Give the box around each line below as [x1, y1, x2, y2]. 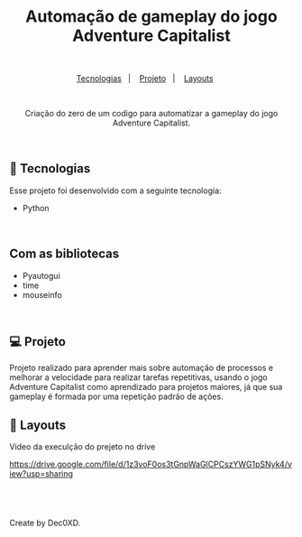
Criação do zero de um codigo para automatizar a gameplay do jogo [24, 107, 279, 118]
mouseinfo [22, 289, 63, 300]
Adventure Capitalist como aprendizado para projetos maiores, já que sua [9, 382, 283, 393]
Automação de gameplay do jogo [25, 6, 278, 27]
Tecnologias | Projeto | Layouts [76, 72, 214, 83]
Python [22, 202, 50, 213]
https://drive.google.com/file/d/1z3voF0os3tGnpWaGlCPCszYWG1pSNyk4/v [9, 458, 293, 470]
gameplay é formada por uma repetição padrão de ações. [9, 391, 224, 403]
